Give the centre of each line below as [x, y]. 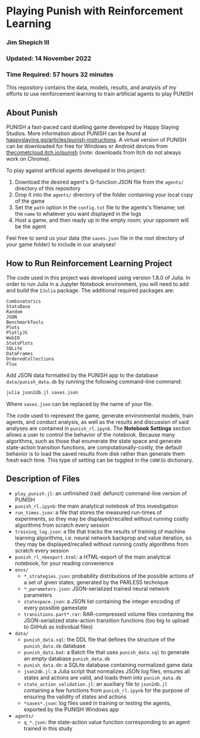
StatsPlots [20, 343]
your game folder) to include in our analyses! [61, 245]
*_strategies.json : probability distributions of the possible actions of [109, 576]
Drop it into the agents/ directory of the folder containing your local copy [104, 195]
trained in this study [48, 728]
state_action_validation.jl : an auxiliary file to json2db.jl [96, 684]
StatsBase [18, 306]
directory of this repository [48, 188]
